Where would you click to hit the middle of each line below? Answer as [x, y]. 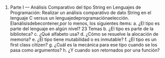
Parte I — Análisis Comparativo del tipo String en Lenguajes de [75, 7]
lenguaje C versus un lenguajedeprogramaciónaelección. [69, 18]
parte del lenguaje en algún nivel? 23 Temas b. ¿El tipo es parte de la [82, 29]
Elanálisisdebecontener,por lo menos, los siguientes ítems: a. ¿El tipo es [85, 23]
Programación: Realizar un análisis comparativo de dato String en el [81, 13]
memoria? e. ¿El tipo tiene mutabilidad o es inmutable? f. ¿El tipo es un [83, 39]
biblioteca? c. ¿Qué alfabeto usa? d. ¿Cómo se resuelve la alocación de [84, 34]
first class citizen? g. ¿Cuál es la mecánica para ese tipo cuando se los [84, 45]
